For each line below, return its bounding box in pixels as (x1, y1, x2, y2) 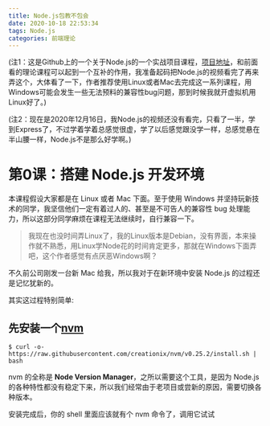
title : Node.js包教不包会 (8, 11, 89, 20)
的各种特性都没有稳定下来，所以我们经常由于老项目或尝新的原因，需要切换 (8, 383, 255, 391)
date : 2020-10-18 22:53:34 (8, 19, 99, 27)
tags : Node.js (8, 27, 56, 35)
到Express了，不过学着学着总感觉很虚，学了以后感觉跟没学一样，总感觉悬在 (8, 125, 260, 134)
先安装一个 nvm (8, 321, 84, 334)
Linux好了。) (8, 97, 47, 107)
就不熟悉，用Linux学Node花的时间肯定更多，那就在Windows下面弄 (35, 241, 257, 251)
